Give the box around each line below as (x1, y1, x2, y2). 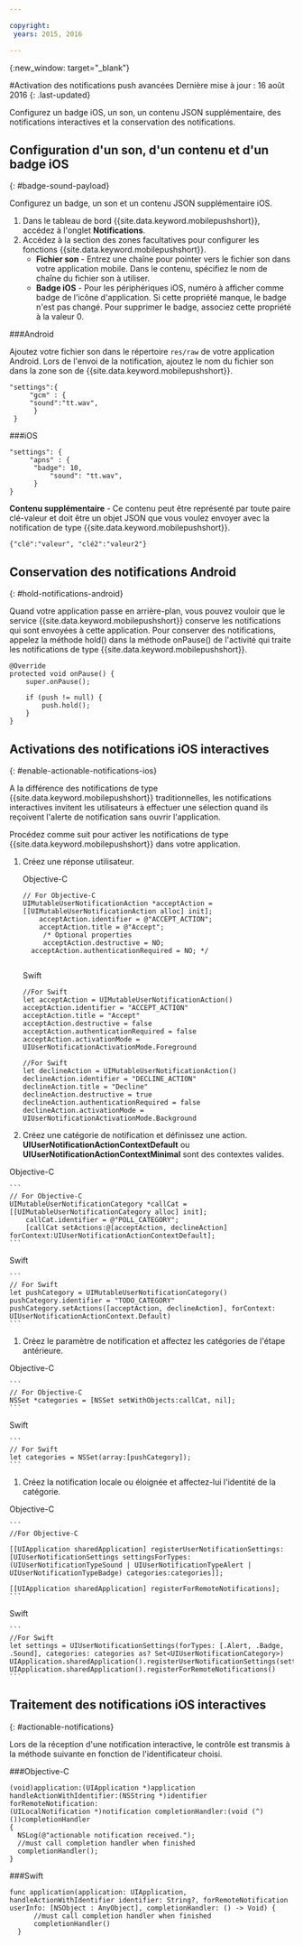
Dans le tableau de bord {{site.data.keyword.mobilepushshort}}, (22, 216, 261, 227)
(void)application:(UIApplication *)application (9, 1783, 196, 1792)
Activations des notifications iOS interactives (9, 741, 270, 756)
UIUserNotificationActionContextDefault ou (22, 1139, 190, 1150)
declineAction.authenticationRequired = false (22, 1098, 201, 1107)
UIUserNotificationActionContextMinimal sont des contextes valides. (22, 1148, 285, 1160)
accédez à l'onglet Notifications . (22, 225, 146, 236)
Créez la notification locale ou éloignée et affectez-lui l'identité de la (22, 1477, 277, 1487)
